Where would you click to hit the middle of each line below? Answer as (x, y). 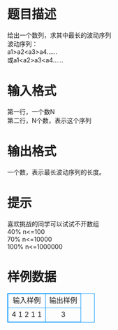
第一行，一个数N (31, 111)
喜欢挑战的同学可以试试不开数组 (53, 224)
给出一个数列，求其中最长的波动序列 (59, 35)
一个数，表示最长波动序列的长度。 (56, 172)
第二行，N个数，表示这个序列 (50, 121)
